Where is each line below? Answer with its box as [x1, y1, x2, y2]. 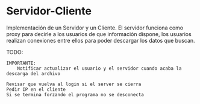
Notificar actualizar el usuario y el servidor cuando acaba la [17, 65, 182, 72]
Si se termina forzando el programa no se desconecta [6, 91, 145, 97]
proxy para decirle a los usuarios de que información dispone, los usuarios [6, 30, 192, 37]
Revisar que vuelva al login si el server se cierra [6, 81, 142, 87]
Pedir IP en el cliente [6, 86, 66, 93]
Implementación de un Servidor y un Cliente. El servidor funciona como [6, 24, 184, 31]
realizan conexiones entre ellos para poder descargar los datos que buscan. [6, 37, 195, 44]
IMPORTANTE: [6, 60, 36, 66]
